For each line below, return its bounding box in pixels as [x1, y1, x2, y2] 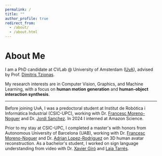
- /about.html [9, 30, 38, 34]
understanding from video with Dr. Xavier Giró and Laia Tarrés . [5, 145, 129, 151]
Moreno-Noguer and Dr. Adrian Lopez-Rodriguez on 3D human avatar [5, 135, 144, 141]
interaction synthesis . [5, 91, 50, 97]
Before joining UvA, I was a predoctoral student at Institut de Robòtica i [5, 105, 146, 111]
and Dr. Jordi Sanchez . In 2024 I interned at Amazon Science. [21, 115, 144, 121]
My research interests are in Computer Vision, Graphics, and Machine [5, 81, 144, 87]
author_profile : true [5, 16, 49, 21]
